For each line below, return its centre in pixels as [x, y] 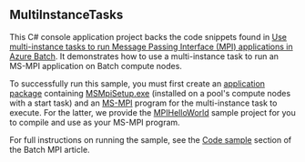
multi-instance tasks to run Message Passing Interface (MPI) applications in [151, 46]
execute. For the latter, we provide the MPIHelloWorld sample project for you [152, 112]
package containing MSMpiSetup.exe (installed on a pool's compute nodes [150, 93]
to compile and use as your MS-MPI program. [95, 122]
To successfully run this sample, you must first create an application [137, 83]
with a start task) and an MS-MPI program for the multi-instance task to [143, 103]
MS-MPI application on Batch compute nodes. [96, 66]
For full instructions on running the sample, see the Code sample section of [151, 139]
